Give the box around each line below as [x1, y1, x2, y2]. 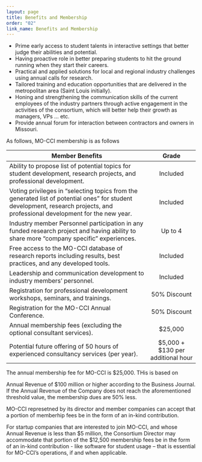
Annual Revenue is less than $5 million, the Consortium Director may [6, 430, 176, 437]
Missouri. [14, 126, 38, 133]
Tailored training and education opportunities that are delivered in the [14, 81, 187, 88]
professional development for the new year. [9, 210, 132, 218]
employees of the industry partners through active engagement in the [14, 100, 188, 107]
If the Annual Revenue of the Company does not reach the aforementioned [6, 387, 191, 394]
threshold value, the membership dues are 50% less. [6, 394, 137, 401]
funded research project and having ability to [9, 227, 136, 236]
